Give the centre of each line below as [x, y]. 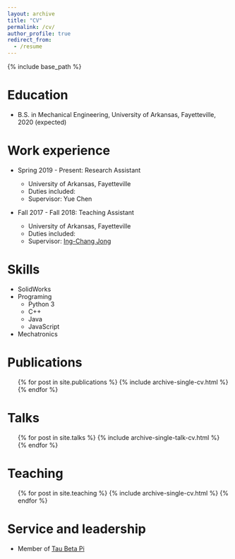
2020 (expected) [42, 122]
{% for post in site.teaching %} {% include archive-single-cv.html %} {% [123, 493]
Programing [35, 296]
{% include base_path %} [44, 67]
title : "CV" [25, 20]
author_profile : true [39, 33]
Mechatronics [37, 334]
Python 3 [41, 304]
